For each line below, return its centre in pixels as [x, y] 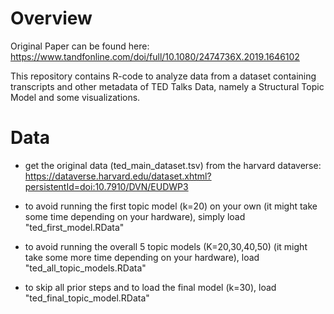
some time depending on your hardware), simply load [135, 216]
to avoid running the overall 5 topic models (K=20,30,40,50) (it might [166, 246]
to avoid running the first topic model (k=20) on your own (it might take [171, 206]
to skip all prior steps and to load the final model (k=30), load [150, 287]
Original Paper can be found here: [80, 46]
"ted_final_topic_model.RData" [87, 298]
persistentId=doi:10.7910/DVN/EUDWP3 [106, 186]
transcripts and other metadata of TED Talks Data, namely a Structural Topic [167, 86]
